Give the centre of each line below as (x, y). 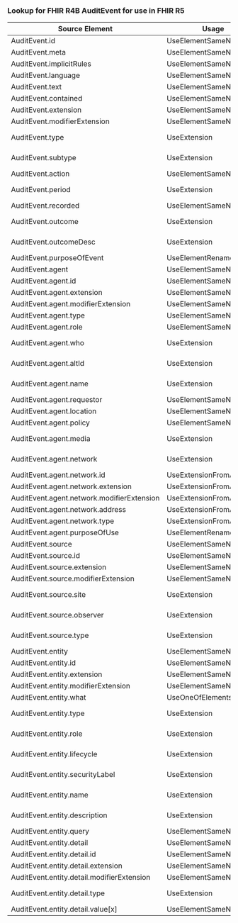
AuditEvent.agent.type (48, 315)
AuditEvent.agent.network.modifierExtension (85, 498)
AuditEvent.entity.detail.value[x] (64, 910)
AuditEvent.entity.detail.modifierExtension (81, 878)
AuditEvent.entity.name (50, 795)
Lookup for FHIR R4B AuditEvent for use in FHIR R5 (96, 11)
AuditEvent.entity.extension (57, 674)
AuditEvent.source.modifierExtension (73, 578)
